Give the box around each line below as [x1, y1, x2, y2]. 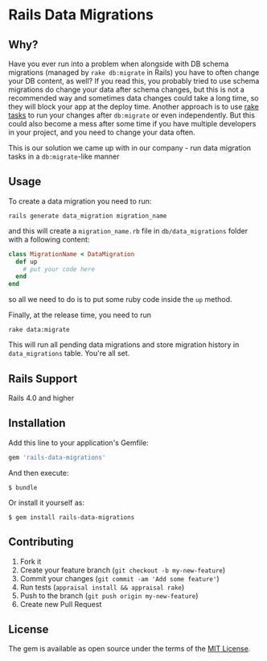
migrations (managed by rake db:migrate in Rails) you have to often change [8, 68, 260, 77]
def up [15, 258, 38, 266]
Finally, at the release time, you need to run [8, 310, 151, 320]
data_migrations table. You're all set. [8, 349, 130, 358]
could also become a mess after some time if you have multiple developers [8, 119, 257, 128]
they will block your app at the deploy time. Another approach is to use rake [8, 102, 259, 111]
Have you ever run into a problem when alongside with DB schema [8, 59, 229, 68]
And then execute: [8, 468, 69, 477]
